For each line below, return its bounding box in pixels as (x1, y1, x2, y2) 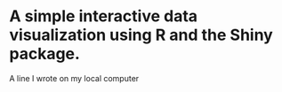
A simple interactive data (9, 6, 198, 27)
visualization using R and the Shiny (9, 25, 273, 45)
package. (9, 44, 80, 64)
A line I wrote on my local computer (9, 73, 140, 83)
